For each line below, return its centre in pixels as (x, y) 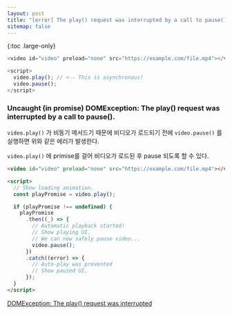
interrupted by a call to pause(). (61, 117)
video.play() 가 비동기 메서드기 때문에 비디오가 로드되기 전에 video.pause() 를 (115, 133)
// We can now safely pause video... (86, 239)
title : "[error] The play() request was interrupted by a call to (105, 20)
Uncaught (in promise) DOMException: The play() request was (114, 108)
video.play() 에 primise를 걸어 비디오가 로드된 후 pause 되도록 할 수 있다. (108, 156)
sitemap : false (29, 26)
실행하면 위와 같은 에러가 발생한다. (53, 141)
